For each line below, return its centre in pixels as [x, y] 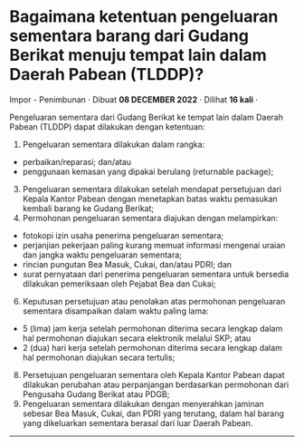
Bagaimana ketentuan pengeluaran [144, 17]
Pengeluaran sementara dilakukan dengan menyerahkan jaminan [143, 403]
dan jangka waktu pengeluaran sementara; [102, 255]
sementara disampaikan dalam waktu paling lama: [116, 311]
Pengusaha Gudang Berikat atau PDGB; [96, 394]
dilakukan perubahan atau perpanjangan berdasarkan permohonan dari [156, 384]
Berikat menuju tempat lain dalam [138, 55]
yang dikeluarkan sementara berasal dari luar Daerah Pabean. [138, 422]
